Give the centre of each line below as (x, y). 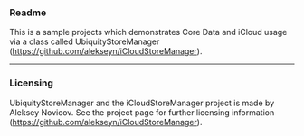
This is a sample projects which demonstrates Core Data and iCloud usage (148, 32)
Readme (28, 13)
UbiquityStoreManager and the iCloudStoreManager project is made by (142, 103)
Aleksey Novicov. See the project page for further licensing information (142, 112)
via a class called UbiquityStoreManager (85, 41)
